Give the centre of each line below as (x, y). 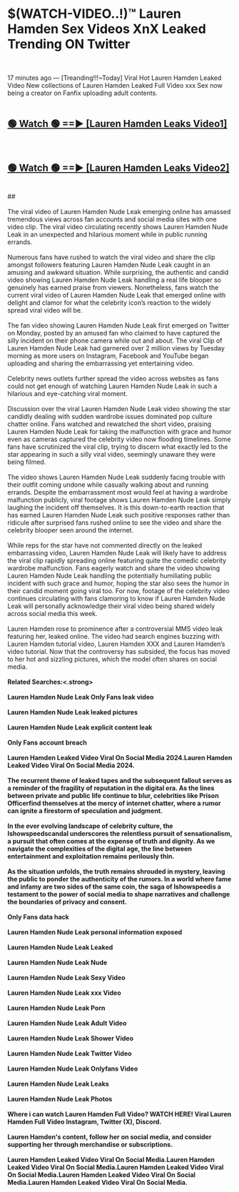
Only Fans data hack (38, 916)
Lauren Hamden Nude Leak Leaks (58, 1084)
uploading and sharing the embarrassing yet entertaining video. (101, 363)
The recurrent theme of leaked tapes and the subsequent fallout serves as (120, 780)
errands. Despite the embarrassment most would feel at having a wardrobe (118, 492)
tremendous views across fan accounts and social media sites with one (112, 219)
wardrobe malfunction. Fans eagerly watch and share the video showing (114, 568)
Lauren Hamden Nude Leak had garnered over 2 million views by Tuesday (116, 348)
